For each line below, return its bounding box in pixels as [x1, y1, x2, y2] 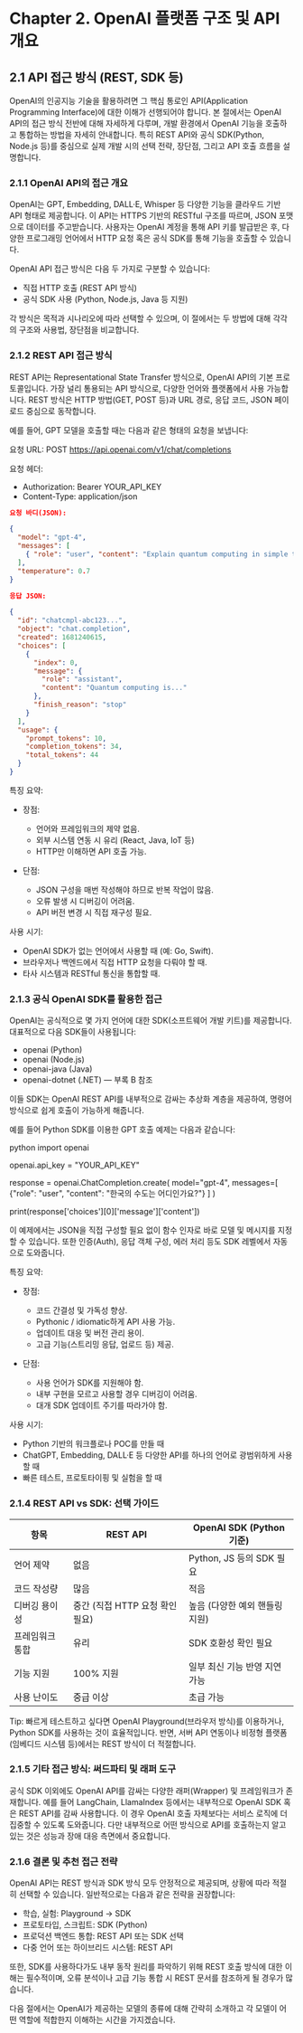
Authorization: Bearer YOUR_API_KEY [22, 481, 162, 492]
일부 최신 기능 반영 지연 [188, 1660, 282, 1673]
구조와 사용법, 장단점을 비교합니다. [18, 325, 140, 336]
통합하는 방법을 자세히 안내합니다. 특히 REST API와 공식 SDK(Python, [18, 129, 264, 140]
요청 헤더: [9, 463, 43, 474]
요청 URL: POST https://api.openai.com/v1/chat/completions [9, 444, 232, 455]
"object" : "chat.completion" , [17, 625, 131, 634]
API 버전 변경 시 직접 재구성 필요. [35, 906, 152, 918]
